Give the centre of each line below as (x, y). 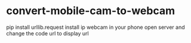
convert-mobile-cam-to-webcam (90, 11)
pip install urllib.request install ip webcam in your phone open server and (95, 27)
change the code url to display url (47, 33)
